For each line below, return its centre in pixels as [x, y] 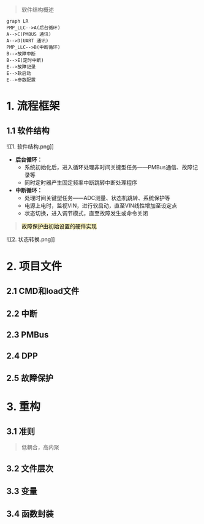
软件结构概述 [37, 10]
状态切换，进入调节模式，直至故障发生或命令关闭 [86, 213]
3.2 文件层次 [30, 468]
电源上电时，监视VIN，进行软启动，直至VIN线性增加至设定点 [101, 206]
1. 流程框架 [33, 106]
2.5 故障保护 [30, 378]
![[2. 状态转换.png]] [31, 239]
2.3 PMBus [28, 335]
